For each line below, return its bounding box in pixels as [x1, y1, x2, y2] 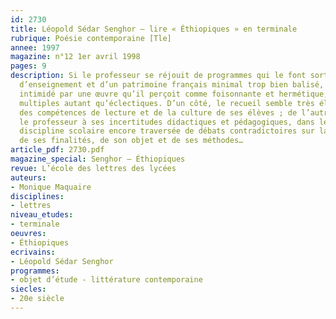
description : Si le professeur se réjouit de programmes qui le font [10, 71, 307, 81]
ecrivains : [10, 247, 56, 257]
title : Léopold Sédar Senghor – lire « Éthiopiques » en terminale [10, 24, 298, 34]
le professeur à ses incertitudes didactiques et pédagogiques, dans [19, 117, 315, 127]
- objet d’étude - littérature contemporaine [10, 275, 203, 285]
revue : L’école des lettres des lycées [10, 163, 177, 173]
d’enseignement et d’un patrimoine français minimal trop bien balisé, [19, 80, 325, 90]
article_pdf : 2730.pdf [10, 145, 105, 155]
